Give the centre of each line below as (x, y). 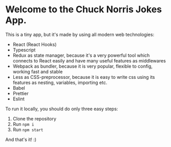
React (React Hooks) (35, 44)
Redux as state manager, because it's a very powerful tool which (81, 55)
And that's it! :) (21, 139)
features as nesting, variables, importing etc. (60, 82)
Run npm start (28, 130)
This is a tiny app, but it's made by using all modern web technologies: (80, 34)
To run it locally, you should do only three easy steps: (62, 109)
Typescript (24, 50)
